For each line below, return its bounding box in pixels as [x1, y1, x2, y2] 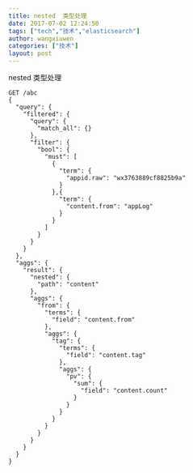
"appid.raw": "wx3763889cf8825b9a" [65, 174, 186, 182]
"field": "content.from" [51, 316, 136, 324]
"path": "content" [37, 280, 99, 288]
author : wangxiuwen [8, 34, 74, 43]
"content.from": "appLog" [65, 202, 153, 211]
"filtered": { [23, 110, 70, 118]
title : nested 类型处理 [8, 11, 87, 20]
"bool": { [37, 146, 70, 154]
